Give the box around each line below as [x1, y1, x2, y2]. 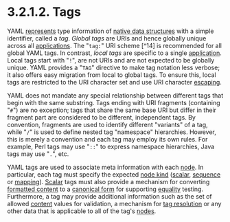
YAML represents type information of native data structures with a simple [7, 27, 214, 35]
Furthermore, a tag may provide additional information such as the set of [7, 192, 213, 200]
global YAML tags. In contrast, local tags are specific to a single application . [7, 49, 222, 57]
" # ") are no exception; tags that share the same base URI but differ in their [7, 106, 217, 114]
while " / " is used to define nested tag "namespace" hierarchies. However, [7, 128, 216, 136]
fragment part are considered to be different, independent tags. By [7, 113, 196, 121]
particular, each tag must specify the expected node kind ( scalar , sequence [7, 170, 221, 179]
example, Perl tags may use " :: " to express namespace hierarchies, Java [7, 142, 215, 151]
